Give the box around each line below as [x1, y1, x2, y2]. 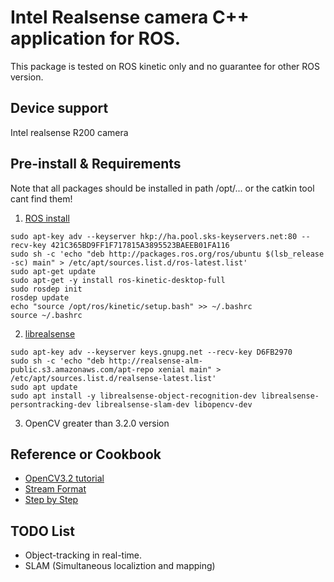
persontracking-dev [10, 399, 92, 410]
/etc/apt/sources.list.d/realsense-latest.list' [10, 373, 217, 383]
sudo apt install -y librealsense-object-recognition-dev [10, 391, 257, 401]
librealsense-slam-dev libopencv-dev [95, 399, 253, 410]
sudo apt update [10, 382, 78, 392]
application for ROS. [10, 27, 182, 50]
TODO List [10, 522, 75, 540]
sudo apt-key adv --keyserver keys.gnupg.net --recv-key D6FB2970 [10, 347, 293, 357]
